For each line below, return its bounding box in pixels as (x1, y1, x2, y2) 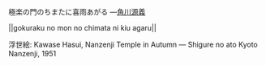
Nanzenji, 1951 (8, 49, 57, 58)
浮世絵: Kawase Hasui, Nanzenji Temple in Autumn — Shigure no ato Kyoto (8, 39, 258, 49)
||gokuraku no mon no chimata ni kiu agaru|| (8, 23, 157, 32)
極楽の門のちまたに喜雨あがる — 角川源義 (8, 7, 146, 16)
